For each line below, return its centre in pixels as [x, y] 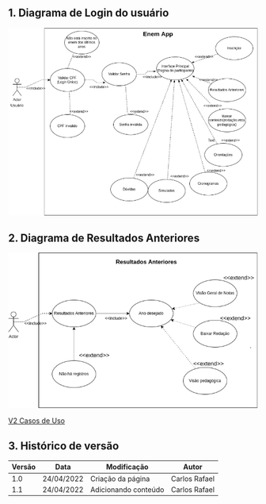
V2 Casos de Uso [37, 421]
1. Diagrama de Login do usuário [89, 13]
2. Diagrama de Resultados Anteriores [104, 238]
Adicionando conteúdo [127, 489]
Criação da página [120, 479]
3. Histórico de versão [64, 446]
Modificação [127, 467]
